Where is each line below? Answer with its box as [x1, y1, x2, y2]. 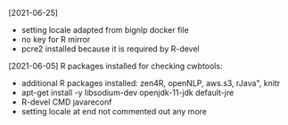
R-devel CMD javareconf [21, 97, 112, 107]
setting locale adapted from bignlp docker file [21, 25, 189, 35]
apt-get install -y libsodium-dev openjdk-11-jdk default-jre [21, 88, 235, 98]
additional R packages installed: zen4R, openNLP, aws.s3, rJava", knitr [21, 78, 281, 88]
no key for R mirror [21, 35, 91, 44]
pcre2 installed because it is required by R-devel [21, 43, 200, 54]
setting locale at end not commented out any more [21, 106, 207, 116]
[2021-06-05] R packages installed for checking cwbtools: [8, 61, 223, 71]
